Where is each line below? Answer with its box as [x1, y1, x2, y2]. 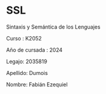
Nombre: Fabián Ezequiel [6, 81, 68, 88]
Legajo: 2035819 [6, 58, 48, 65]
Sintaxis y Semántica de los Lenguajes [6, 23, 101, 30]
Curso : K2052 [6, 35, 42, 42]
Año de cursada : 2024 [6, 46, 63, 54]
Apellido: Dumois [6, 69, 48, 76]
